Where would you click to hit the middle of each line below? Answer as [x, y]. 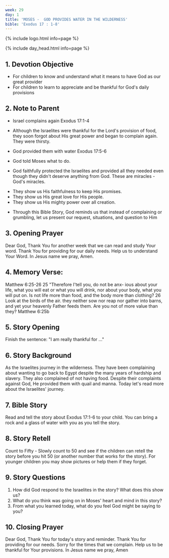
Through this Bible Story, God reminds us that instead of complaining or [87, 212]
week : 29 [14, 10]
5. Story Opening [32, 327]
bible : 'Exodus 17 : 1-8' [32, 24]
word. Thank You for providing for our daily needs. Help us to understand [81, 251]
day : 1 [12, 15]
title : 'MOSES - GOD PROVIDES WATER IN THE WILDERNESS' [67, 19]
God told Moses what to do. [41, 161]
